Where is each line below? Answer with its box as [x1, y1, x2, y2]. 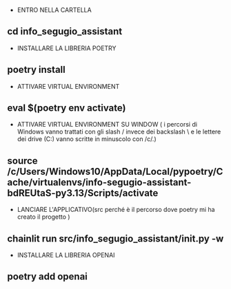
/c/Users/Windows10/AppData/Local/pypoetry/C [7, 165, 223, 178]
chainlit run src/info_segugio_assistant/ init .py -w [7, 233, 224, 244]
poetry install [7, 64, 66, 76]
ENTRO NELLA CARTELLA [17, 6, 92, 14]
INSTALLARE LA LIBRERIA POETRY [17, 44, 117, 52]
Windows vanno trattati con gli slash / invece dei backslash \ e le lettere [17, 127, 221, 136]
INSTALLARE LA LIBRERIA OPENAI [17, 251, 115, 259]
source [7, 155, 38, 167]
